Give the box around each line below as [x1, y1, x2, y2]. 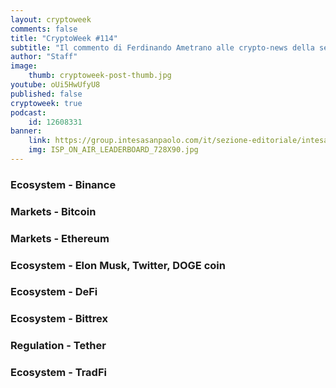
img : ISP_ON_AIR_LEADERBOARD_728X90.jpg [28, 145, 199, 155]
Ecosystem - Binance [10, 177, 117, 191]
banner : [10, 126, 43, 136]
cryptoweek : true [10, 98, 83, 108]
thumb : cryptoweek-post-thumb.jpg [28, 71, 172, 81]
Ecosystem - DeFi [10, 285, 98, 299]
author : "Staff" [10, 52, 78, 62]
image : [10, 61, 38, 71]
